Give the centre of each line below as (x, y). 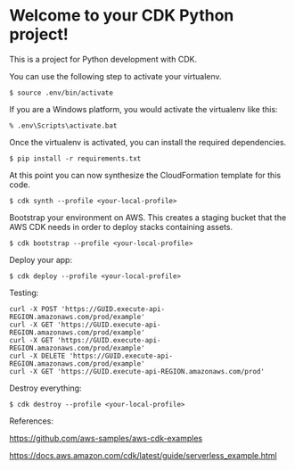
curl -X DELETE (37, 356)
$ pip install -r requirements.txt (75, 158)
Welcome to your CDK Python (122, 16)
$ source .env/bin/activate (61, 93)
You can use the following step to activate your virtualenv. (115, 76)
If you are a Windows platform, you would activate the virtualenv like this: (143, 109)
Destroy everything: (45, 388)
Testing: (24, 293)
